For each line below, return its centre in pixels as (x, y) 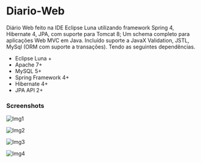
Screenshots (25, 105)
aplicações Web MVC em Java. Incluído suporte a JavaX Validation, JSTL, (98, 40)
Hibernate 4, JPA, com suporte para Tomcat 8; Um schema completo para (98, 34)
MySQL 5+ (28, 71)
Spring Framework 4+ (42, 77)
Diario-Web (36, 11)
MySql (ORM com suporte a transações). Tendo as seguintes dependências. (101, 47)
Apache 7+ (29, 65)
